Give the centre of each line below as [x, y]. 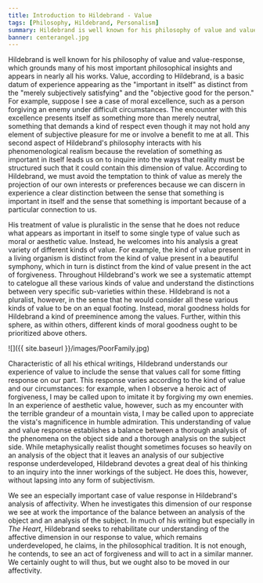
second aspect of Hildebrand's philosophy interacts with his [105, 143]
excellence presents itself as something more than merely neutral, [114, 118]
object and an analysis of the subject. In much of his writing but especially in [131, 521]
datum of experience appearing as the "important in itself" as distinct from [128, 85]
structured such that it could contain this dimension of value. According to [128, 168]
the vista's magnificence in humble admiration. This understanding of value [130, 422]
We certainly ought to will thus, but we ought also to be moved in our [119, 563]
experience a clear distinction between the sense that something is [116, 193]
